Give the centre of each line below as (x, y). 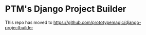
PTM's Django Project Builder (66, 9)
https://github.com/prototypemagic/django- (97, 22)
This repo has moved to (29, 22)
